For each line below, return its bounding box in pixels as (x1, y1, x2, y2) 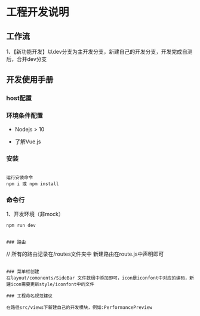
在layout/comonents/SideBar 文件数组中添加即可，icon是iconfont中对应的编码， (6, 275, 190, 281)
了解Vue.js (14, 138, 41, 145)
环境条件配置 (6, 112, 44, 120)
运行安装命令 (6, 174, 33, 180)
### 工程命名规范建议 (6, 293, 53, 299)
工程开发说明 (6, 5, 70, 19)
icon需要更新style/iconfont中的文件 (10, 281, 94, 287)
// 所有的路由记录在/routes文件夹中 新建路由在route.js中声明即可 (6, 250, 164, 257)
